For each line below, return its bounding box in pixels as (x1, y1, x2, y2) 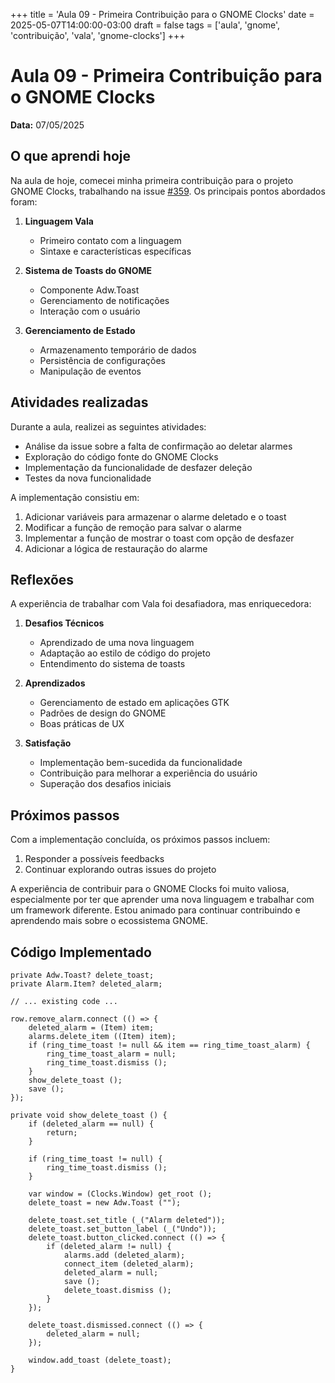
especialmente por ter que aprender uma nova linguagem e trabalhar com (10, 894, 315, 906)
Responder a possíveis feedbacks (24, 853, 165, 865)
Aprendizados (24, 677, 86, 689)
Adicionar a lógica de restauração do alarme (24, 542, 208, 554)
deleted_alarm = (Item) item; (28, 1023, 155, 1033)
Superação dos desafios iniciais (39, 778, 172, 790)
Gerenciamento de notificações (39, 294, 170, 306)
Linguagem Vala (24, 215, 94, 227)
